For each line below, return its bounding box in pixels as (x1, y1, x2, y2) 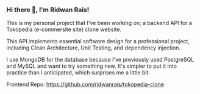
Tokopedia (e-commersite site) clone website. (6, 26, 122, 33)
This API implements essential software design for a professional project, (6, 38, 190, 45)
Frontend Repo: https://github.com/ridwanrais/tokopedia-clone (6, 81, 165, 88)
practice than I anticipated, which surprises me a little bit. (6, 69, 151, 76)
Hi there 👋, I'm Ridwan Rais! (6, 5, 90, 14)
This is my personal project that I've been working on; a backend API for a (6, 20, 192, 27)
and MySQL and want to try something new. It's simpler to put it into (6, 62, 177, 70)
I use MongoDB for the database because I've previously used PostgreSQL (6, 56, 195, 63)
